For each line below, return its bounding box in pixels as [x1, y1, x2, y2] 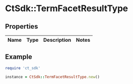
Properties [5, 22, 38, 31]
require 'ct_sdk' [5, 66, 41, 70]
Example [5, 53, 32, 61]
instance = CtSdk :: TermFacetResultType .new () [5, 74, 100, 79]
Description [43, 37, 71, 43]
